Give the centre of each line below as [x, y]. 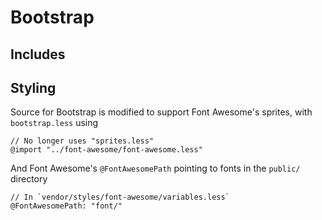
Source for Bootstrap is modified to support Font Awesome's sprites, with [161, 112]
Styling [33, 87]
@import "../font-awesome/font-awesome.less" [106, 150]
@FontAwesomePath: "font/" [66, 206]
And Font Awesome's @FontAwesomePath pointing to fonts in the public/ [155, 168]
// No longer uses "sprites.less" [82, 141]
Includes [38, 54]
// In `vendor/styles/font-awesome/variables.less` [120, 197]
